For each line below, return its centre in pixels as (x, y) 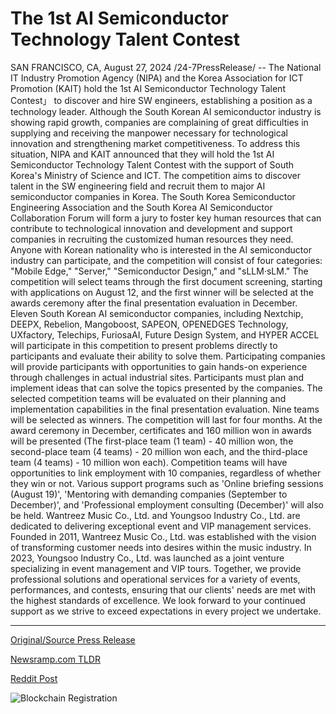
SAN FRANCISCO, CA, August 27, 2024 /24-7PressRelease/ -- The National (166, 67)
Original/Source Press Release (73, 639)
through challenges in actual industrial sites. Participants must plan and (157, 377)
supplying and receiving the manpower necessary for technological (149, 133)
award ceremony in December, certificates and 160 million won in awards (161, 430)
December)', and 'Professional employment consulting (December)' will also (167, 504)
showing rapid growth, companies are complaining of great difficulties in (159, 122)
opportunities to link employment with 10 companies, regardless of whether (166, 473)
